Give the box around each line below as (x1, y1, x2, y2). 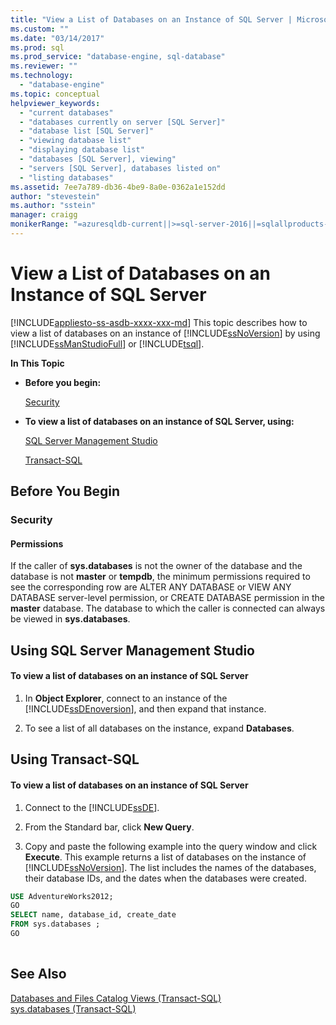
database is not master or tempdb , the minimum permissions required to (10, 571, 311, 583)
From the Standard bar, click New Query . (24, 821, 195, 833)
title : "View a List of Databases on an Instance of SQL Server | (10, 14, 293, 25)
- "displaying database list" (19, 145, 145, 155)
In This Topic (10, 357, 65, 369)
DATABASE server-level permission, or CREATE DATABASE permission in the (10, 592, 325, 604)
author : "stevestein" (10, 191, 101, 201)
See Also (10, 966, 67, 983)
